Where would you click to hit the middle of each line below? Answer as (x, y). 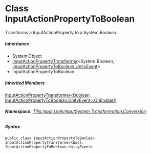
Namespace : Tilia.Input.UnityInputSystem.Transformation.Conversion (76, 111)
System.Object (27, 56)
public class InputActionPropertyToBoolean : (52, 138)
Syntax (13, 127)
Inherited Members (25, 83)
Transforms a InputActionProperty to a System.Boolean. (61, 32)
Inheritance (17, 44)
